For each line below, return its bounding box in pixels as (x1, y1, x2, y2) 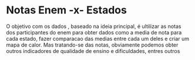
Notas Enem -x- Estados (6, 3, 127, 17)
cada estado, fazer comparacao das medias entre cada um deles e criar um (6, 35, 190, 42)
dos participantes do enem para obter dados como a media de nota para (6, 29, 182, 36)
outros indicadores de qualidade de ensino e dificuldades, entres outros (6, 47, 180, 54)
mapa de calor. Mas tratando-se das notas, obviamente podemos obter (6, 41, 179, 48)
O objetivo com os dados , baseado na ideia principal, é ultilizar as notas (6, 23, 181, 30)
